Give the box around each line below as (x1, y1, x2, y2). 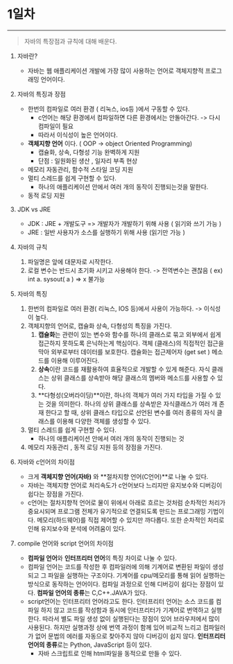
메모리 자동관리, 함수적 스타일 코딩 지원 (27, 165, 134, 173)
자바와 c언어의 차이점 (17, 457, 75, 466)
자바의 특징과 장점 (17, 89, 66, 98)
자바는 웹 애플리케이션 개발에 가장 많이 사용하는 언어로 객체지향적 (27, 67, 204, 75)
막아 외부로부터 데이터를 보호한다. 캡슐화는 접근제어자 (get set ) (37, 347, 210, 356)
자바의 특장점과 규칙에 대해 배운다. (24, 37, 117, 45)
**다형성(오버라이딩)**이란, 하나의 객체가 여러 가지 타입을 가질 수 (37, 391, 214, 399)
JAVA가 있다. (112, 588, 148, 597)
